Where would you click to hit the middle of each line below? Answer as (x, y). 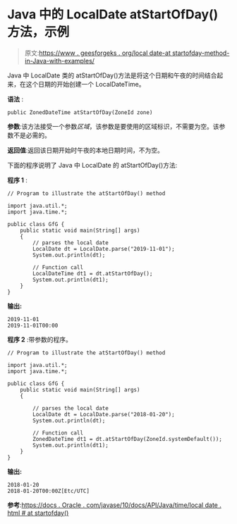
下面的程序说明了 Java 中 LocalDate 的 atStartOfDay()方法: (92, 165)
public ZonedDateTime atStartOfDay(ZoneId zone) (80, 112)
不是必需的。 (32, 135)
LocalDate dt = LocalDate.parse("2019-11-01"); (104, 249)
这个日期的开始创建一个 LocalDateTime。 (85, 84)
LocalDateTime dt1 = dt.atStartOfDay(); (93, 273)
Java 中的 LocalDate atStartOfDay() (113, 14)
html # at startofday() (38, 513)
